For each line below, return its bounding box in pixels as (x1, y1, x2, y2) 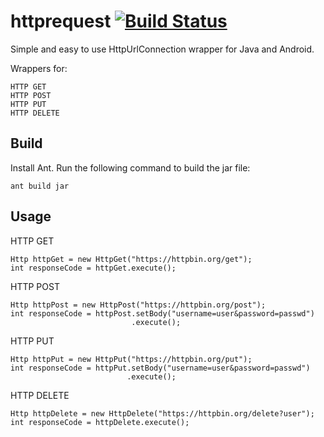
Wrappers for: (10, 62, 68, 74)
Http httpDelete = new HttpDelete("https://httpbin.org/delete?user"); (10, 408, 315, 419)
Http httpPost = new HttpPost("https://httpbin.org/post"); (10, 300, 267, 310)
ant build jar (10, 181, 70, 191)
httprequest (10, 10, 112, 33)
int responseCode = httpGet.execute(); (10, 263, 177, 273)
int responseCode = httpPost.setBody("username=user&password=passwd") (10, 308, 315, 319)
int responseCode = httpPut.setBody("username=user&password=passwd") (10, 363, 311, 373)
